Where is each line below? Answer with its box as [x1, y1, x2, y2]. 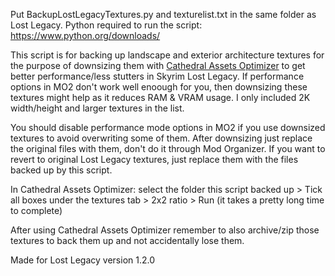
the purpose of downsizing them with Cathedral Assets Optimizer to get [10, 60, 306, 71]
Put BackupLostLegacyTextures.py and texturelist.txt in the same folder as [10, 9, 317, 20]
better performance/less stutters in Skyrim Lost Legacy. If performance [10, 70, 305, 82]
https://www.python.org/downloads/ [10, 30, 161, 41]
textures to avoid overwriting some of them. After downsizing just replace [10, 132, 313, 144]
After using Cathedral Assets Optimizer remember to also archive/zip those [10, 224, 320, 236]
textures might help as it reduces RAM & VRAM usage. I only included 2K [10, 92, 311, 103]
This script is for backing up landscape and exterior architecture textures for [10, 49, 325, 61]
